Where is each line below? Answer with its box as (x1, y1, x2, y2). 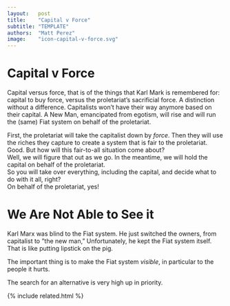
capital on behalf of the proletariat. (7, 160, 105, 169)
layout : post (7, 10, 51, 17)
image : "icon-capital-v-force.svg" (7, 36, 118, 43)
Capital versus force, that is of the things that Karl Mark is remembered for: (7, 88, 220, 97)
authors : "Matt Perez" (7, 29, 76, 37)
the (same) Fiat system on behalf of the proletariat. (7, 118, 151, 126)
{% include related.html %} (7, 291, 84, 300)
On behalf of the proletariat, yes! (7, 182, 100, 191)
